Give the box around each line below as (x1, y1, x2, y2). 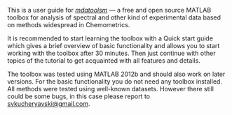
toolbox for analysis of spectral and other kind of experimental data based (7, 13, 221, 22)
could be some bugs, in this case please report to (7, 92, 151, 100)
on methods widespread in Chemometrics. (7, 21, 130, 29)
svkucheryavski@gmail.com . (7, 100, 90, 107)
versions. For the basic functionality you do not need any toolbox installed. (7, 77, 223, 86)
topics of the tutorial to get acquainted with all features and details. (7, 56, 201, 65)
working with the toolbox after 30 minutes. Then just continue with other (7, 49, 216, 57)
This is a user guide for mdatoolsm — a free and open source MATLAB (7, 6, 212, 14)
